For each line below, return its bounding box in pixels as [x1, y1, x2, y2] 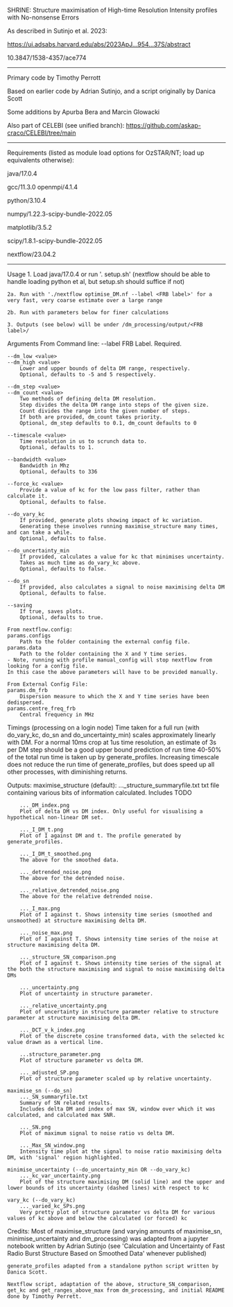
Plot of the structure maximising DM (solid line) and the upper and [19, 1179, 225, 1186]
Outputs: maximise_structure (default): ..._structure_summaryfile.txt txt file [7, 781, 220, 789]
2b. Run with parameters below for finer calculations [7, 309, 169, 316]
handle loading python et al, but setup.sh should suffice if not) [7, 278, 185, 285]
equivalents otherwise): [7, 156, 74, 164]
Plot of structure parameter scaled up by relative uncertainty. [19, 1075, 213, 1082]
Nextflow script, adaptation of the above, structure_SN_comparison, [7, 1281, 213, 1288]
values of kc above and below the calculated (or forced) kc [7, 1215, 188, 1222]
